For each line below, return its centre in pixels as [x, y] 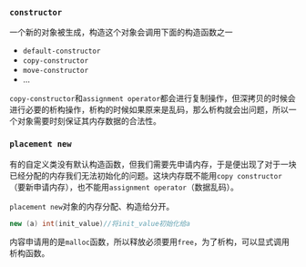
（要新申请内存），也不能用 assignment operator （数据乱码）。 [124, 187]
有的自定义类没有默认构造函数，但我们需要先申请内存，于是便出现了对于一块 [153, 164]
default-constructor [61, 51]
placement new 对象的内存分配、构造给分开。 [92, 206]
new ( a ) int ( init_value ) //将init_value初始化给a [100, 223]
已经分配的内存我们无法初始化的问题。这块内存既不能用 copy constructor [146, 175]
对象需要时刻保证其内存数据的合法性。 [89, 121]
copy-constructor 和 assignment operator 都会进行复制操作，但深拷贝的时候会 [153, 98]
